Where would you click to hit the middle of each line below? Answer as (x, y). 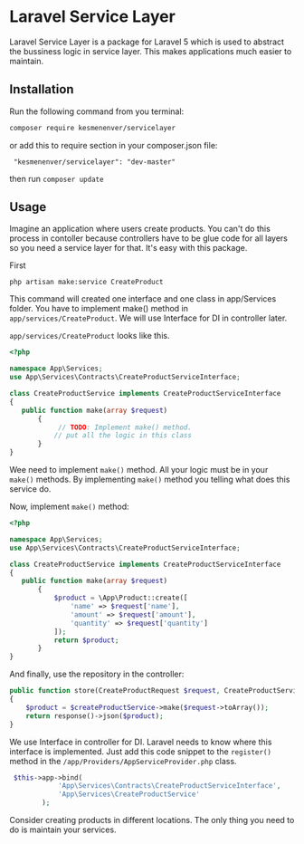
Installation (42, 89)
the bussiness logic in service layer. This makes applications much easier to (151, 51)
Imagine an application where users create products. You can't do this (140, 229)
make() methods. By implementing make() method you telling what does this (150, 480)
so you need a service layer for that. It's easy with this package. (128, 248)
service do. (30, 489)
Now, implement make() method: (69, 507)
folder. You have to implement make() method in (99, 309)
